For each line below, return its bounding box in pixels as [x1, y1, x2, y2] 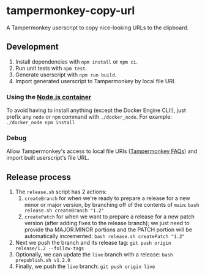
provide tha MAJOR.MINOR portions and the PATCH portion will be [24, 226, 193, 233]
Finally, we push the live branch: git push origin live [15, 263, 155, 270]
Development [6, 42, 59, 52]
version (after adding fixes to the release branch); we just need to [24, 220, 190, 227]
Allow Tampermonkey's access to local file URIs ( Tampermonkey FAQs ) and [6, 147, 198, 155]
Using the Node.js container [6, 92, 92, 101]
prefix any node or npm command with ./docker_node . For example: [6, 113, 173, 121]
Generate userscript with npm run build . [15, 71, 117, 78]
